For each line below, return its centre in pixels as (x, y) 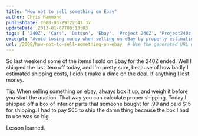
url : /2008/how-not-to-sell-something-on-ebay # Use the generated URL (97, 45)
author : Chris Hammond (34, 17)
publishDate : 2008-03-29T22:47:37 (49, 22)
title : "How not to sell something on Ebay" (62, 11)
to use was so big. (28, 116)
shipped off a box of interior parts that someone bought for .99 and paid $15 (99, 104)
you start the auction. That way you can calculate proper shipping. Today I (96, 97)
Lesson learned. (26, 128)
